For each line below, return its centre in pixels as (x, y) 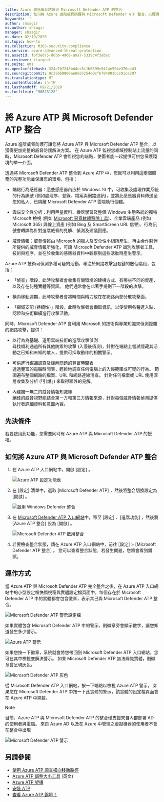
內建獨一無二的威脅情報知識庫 (42, 392)
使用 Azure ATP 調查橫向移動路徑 (45, 770)
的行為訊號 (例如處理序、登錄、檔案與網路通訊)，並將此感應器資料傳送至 (85, 196)
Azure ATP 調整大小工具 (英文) (43, 776)
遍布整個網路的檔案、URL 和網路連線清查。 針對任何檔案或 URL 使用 (85, 375)
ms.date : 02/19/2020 (26, 37)
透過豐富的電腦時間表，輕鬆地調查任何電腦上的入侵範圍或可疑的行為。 (83, 369)
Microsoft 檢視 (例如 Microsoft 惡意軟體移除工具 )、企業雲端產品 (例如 (82, 218)
